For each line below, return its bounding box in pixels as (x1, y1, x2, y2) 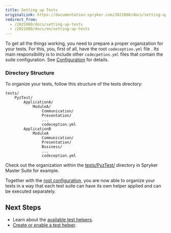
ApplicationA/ (23, 100, 53, 105)
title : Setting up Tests (5, 7, 58, 13)
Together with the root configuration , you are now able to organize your (5, 177, 155, 184)
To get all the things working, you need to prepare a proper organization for (5, 40, 163, 46)
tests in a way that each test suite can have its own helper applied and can (5, 183, 161, 189)
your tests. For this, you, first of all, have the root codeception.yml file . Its (5, 46, 159, 52)
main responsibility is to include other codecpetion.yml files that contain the (5, 51, 163, 58)
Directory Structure (5, 69, 54, 76)
